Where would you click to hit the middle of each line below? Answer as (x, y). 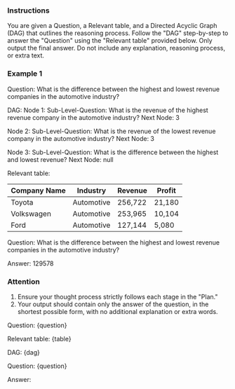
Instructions (29, 11)
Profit (167, 190)
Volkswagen (31, 214)
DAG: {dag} (24, 352)
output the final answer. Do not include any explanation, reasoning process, (116, 48)
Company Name (39, 190)
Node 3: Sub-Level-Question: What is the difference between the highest (113, 152)
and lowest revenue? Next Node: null (60, 159)
